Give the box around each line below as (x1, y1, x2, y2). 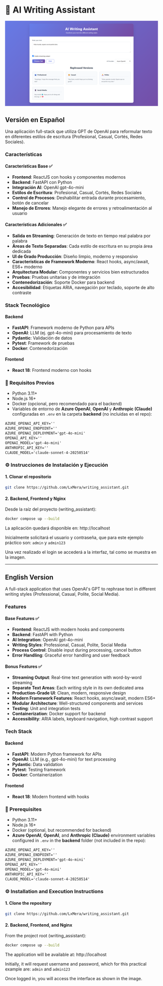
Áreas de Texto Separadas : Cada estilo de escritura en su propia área (12, 243, 153, 249)
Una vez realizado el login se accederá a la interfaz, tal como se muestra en (5, 549, 157, 555)
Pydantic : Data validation (12, 761, 63, 767)
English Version (5, 573, 54, 581)
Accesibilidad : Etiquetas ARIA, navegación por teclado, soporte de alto (12, 284, 155, 290)
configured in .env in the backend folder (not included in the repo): (12, 838, 147, 843)
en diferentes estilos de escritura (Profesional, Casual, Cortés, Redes (5, 134, 143, 140)
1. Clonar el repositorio (5, 474, 52, 479)
